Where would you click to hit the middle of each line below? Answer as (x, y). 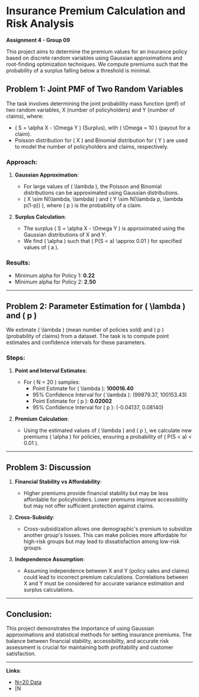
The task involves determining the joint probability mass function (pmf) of (96, 103)
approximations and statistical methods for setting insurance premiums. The (99, 635)
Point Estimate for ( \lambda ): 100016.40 (83, 389)
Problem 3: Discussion (49, 467)
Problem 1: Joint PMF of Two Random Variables (95, 89)
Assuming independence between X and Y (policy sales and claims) (106, 571)
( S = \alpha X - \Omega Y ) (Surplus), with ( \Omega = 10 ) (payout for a (102, 127)
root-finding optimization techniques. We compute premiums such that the (97, 64)
